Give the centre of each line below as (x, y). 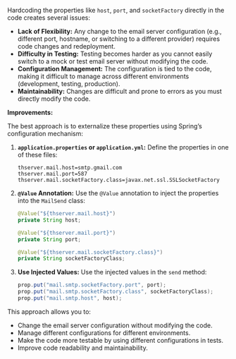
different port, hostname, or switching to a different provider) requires (119, 39)
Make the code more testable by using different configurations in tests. (120, 340)
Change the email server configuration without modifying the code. (115, 325)
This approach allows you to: (49, 311)
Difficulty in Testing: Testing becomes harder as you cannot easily (115, 54)
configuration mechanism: (45, 134)
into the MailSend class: (51, 201)
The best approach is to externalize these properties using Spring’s (105, 126)
